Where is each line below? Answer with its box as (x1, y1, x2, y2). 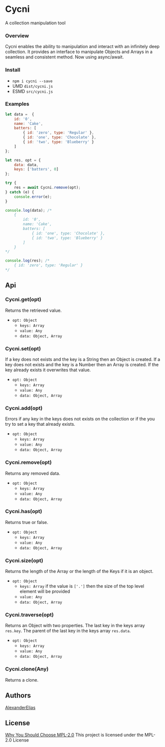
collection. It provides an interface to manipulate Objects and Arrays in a (5, 49, 153, 55)
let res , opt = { (5, 158, 41, 163)
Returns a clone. (5, 677, 39, 683)
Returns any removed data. (5, 470, 60, 476)
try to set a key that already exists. (5, 421, 75, 427)
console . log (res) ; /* (5, 258, 50, 263)
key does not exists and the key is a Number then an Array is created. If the (5, 361, 159, 367)
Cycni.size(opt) (5, 557, 44, 564)
